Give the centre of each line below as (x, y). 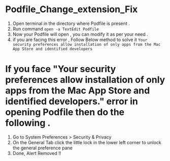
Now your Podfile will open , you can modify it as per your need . (80, 34)
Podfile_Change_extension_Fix (72, 9)
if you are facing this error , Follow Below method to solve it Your (80, 40)
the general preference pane (42, 148)
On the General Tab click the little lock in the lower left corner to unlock (87, 142)
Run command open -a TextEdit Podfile (56, 28)
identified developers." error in (72, 101)
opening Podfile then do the (65, 112)
